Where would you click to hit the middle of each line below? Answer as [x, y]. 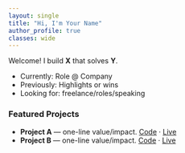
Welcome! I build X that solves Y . [63, 61]
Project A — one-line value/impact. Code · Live [98, 131]
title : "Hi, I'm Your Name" [55, 23]
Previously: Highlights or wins [69, 85]
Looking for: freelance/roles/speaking [82, 94]
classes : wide [32, 38]
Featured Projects [44, 115]
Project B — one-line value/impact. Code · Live [98, 140]
